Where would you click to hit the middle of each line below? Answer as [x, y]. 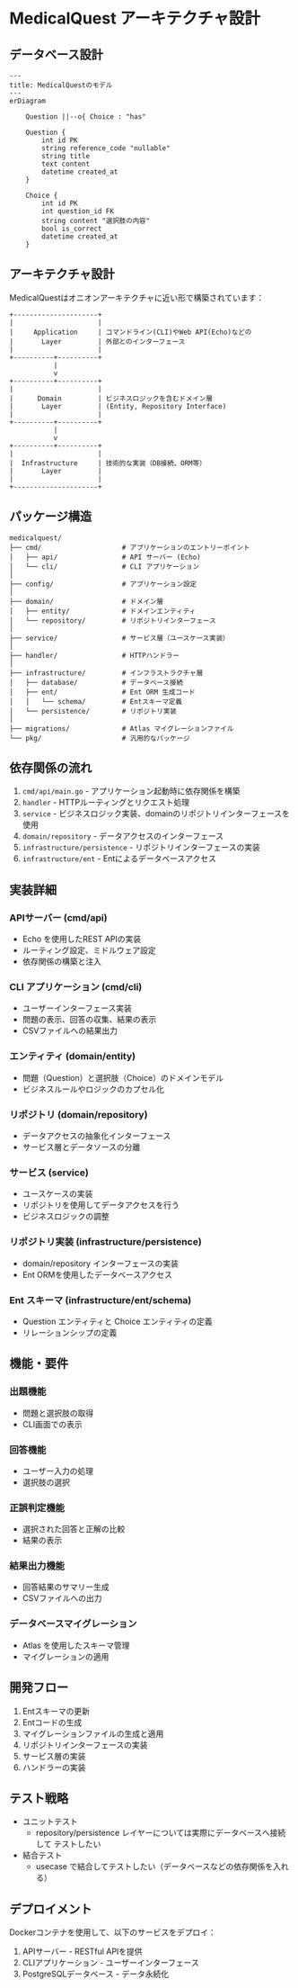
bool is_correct [72, 229]
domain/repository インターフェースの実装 [101, 1263]
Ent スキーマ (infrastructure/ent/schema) [101, 1300]
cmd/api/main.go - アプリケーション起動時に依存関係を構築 [131, 791]
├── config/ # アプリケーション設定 [103, 584]
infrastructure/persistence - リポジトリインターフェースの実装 [141, 848]
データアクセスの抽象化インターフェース [96, 1136]
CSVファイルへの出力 [62, 1598]
